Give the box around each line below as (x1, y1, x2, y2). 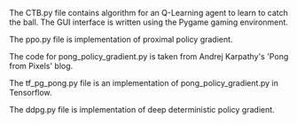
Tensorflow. (9, 88, 52, 97)
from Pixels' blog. (9, 61, 74, 71)
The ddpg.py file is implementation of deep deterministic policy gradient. (9, 105, 275, 114)
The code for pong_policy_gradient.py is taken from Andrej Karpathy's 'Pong (9, 51, 289, 61)
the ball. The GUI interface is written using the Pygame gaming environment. (9, 17, 288, 27)
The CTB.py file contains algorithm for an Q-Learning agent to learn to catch (9, 8, 288, 18)
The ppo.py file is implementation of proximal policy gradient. (9, 35, 233, 44)
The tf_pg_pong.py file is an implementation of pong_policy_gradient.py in (9, 78, 279, 88)
